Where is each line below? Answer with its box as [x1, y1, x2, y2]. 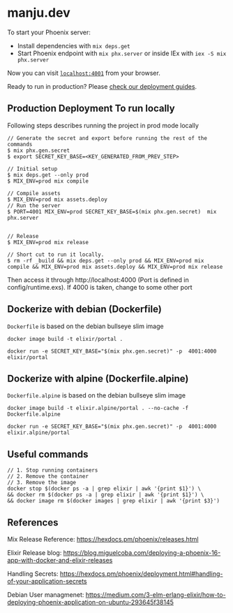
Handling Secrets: [7, 570, 59, 578]
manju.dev [7, 5, 71, 21]
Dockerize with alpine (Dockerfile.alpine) [7, 372, 189, 384]
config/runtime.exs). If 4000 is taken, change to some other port [7, 283, 193, 291]
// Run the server [7, 202, 61, 209]
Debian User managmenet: [7, 591, 84, 599]
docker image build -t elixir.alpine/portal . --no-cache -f [7, 404, 189, 412]
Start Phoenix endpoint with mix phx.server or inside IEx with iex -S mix [17, 49, 227, 57]
